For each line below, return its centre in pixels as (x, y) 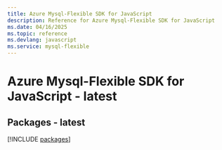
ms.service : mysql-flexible (48, 46)
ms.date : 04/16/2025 (38, 27)
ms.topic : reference (38, 33)
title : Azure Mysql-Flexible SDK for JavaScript (80, 14)
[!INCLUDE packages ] (39, 139)
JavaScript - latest (62, 96)
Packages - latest (46, 122)
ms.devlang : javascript (42, 40)
